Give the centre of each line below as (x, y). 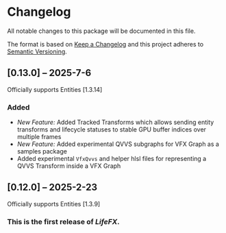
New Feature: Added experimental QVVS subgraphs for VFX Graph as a (118, 144)
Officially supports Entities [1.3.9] (54, 204)
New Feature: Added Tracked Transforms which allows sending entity (115, 122)
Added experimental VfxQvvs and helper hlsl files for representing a (112, 159)
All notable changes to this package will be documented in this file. (101, 31)
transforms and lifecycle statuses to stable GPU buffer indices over (112, 130)
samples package (42, 151)
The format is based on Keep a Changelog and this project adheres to (105, 44)
